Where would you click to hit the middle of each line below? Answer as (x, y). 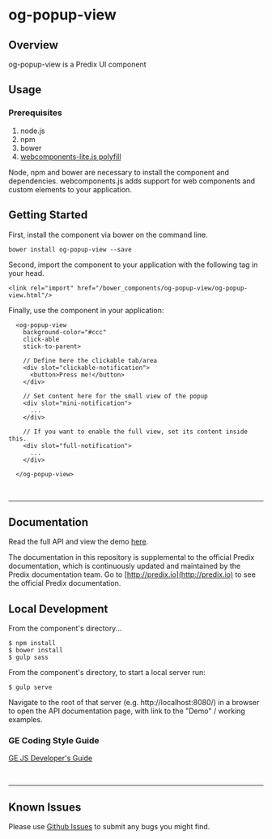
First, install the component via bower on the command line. (108, 234)
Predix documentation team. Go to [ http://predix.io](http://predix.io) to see (132, 574)
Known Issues (45, 807)
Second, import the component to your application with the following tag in (133, 265)
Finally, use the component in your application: (86, 310)
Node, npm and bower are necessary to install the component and (119, 172)
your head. (26, 273)
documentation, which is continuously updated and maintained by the (125, 566)
